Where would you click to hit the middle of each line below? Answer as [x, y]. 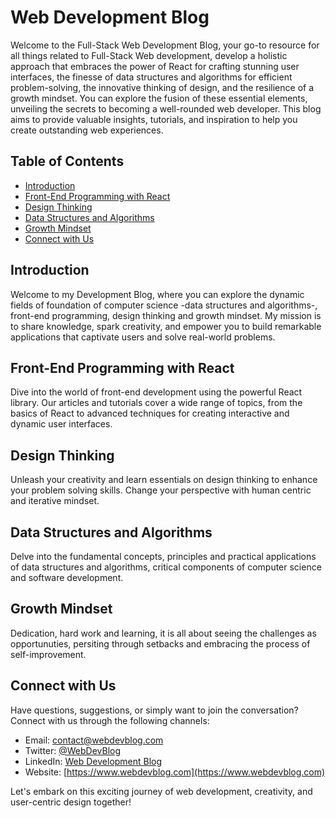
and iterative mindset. [55, 501]
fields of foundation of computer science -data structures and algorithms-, [164, 305]
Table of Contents [67, 161]
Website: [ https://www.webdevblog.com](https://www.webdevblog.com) [175, 772]
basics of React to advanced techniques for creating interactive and [150, 413]
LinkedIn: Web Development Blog [93, 761]
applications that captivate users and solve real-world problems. [143, 337]
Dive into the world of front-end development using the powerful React [156, 392]
